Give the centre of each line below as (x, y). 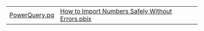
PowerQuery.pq (32, 15)
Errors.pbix (76, 19)
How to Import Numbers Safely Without (116, 11)
